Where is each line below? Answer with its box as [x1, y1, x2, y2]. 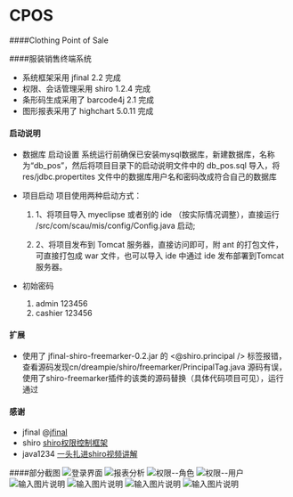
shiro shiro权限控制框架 [21, 437, 109, 448]
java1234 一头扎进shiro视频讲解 [21, 448, 138, 459]
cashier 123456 [35, 308, 93, 319]
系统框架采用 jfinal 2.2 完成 [21, 72, 122, 83]
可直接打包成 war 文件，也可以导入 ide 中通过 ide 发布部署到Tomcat [35, 250, 285, 261]
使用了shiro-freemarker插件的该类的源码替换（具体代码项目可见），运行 [21, 373, 284, 384]
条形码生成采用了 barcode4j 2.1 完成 [21, 94, 154, 105]
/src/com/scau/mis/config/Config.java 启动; [35, 220, 196, 232]
